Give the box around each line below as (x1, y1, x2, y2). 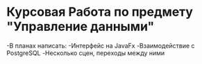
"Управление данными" (6, 19, 155, 34)
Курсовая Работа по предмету (6, 4, 194, 20)
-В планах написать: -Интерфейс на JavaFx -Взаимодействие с (6, 41, 195, 50)
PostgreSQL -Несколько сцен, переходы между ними (6, 49, 165, 57)
